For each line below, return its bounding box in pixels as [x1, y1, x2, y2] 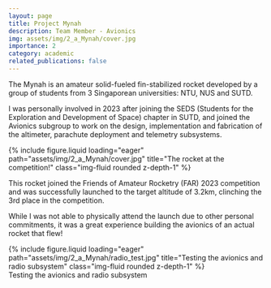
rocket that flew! [8, 228, 63, 238]
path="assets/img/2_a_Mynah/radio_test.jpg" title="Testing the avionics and [8, 252, 264, 262]
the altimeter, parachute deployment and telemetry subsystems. [8, 129, 222, 139]
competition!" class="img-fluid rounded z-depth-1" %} [8, 162, 191, 172]
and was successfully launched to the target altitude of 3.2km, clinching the [8, 187, 262, 196]
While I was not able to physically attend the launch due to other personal [8, 211, 254, 221]
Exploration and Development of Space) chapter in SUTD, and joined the [8, 112, 250, 122]
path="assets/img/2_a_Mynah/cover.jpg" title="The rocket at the [8, 153, 225, 163]
